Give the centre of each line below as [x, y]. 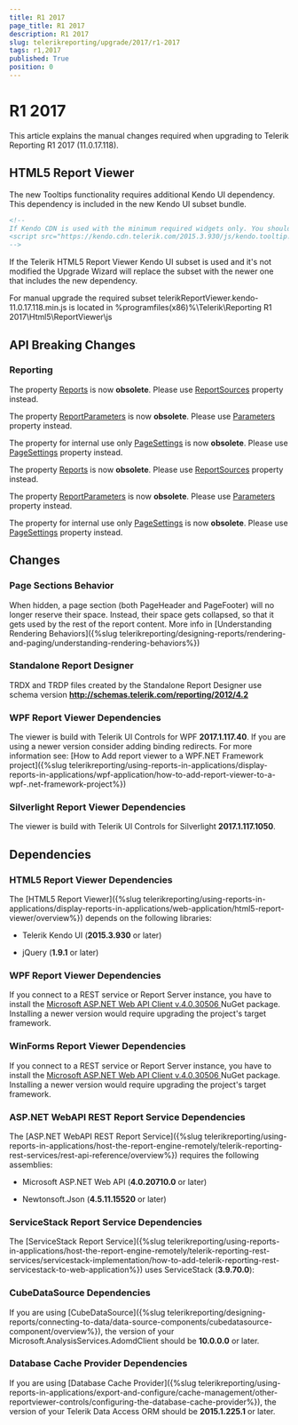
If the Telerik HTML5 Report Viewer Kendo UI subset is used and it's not [141, 262]
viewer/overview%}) [47, 918]
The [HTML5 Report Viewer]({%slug [75, 900]
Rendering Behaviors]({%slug [63, 633]
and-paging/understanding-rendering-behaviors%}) [105, 643]
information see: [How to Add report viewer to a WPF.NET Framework [137, 756]
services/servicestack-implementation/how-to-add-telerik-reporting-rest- [145, 1261]
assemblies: [31, 1165]
